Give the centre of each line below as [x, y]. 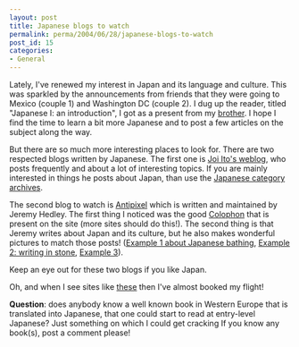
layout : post [33, 17]
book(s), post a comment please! [70, 333]
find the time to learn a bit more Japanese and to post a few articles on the [146, 123]
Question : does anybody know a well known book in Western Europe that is [149, 304]
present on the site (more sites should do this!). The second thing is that [141, 224]
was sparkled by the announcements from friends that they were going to [145, 94]
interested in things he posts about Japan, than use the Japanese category [147, 178]
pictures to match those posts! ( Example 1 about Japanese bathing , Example [149, 243]
